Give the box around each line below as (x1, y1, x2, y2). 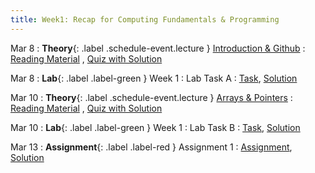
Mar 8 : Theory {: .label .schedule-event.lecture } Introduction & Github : (10, 42, 306, 54)
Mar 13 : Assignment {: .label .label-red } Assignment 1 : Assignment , (10, 141, 293, 153)
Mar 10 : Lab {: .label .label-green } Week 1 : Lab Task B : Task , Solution (10, 121, 301, 133)
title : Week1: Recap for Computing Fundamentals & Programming (10, 14, 280, 25)
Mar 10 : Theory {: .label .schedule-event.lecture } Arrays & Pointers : (10, 91, 293, 103)
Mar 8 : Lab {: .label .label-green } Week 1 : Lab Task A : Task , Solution (10, 72, 298, 84)
